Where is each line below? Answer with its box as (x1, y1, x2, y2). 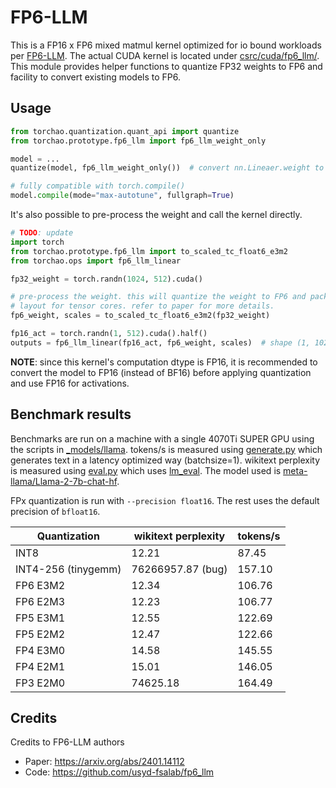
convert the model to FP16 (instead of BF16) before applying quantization (10, 366, 312, 378)
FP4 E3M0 (15, 643, 66, 657)
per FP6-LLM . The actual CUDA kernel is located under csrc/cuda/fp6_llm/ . (10, 49, 320, 61)
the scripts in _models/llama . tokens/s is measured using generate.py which (10, 443, 323, 455)
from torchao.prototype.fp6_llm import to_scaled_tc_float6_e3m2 (10, 246, 288, 256)
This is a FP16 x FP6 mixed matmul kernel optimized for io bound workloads (10, 39, 322, 51)
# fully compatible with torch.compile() (10, 181, 186, 191)
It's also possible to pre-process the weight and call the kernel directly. (10, 209, 303, 220)
